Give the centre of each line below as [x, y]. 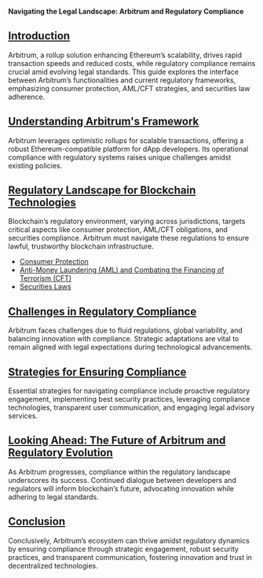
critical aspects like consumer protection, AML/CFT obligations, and [118, 230]
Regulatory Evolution [61, 453]
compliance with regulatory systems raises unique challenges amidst [120, 157]
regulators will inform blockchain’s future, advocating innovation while [121, 488]
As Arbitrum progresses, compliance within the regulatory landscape [119, 472]
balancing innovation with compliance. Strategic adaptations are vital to [124, 339]
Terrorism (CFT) [46, 278]
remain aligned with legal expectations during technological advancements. [130, 347]
